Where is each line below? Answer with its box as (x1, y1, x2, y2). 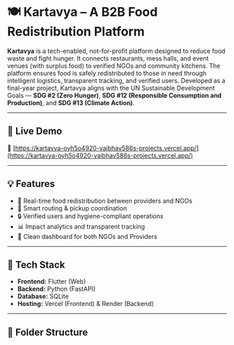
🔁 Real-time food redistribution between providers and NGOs (17, 197, 193, 205)
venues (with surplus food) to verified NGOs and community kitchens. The (7, 61, 221, 70)
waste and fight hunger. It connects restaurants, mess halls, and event (7, 54, 209, 62)
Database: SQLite (17, 292, 69, 300)
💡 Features (7, 178, 56, 190)
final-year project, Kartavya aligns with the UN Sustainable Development (7, 84, 215, 92)
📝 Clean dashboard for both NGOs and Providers (17, 232, 158, 240)
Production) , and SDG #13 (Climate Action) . (7, 98, 135, 107)
